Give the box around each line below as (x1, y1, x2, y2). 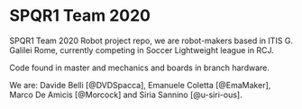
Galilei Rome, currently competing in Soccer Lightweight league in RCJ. (9, 44, 275, 55)
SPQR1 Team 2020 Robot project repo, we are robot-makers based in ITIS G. (9, 35, 294, 46)
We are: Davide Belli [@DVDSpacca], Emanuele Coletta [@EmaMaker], (9, 79, 271, 90)
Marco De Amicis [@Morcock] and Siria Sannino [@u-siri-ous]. (9, 89, 243, 100)
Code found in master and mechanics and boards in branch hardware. (9, 62, 270, 73)
